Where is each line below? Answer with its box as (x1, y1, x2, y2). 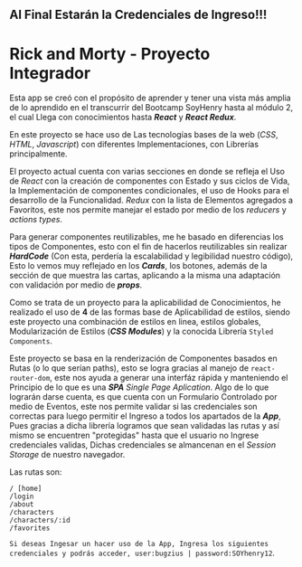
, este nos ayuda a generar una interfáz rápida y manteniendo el (49, 373, 288, 383)
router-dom (9, 374, 51, 383)
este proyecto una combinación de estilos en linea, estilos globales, (9, 317, 261, 327)
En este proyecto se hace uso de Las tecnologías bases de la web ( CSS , (9, 129, 278, 140)
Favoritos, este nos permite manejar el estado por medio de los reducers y (9, 204, 287, 215)
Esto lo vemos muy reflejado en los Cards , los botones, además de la (9, 260, 268, 271)
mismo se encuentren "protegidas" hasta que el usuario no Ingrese (9, 430, 260, 441)
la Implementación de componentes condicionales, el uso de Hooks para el (9, 185, 289, 196)
